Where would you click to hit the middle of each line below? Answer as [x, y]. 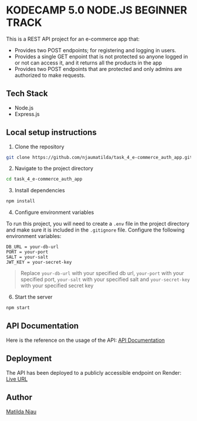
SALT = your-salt [27, 257]
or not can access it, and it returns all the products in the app [88, 63]
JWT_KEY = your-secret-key [39, 262]
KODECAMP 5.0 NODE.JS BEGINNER [97, 10]
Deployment [29, 359]
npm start [18, 308]
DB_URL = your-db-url [33, 247]
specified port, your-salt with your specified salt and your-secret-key [105, 280]
